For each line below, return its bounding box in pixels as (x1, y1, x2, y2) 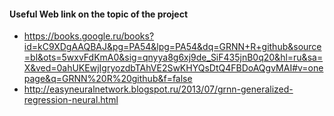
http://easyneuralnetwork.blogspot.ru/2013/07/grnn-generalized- (23, 83, 294, 95)
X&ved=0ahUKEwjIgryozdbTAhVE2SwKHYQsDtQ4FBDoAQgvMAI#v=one (23, 62, 324, 74)
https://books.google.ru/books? (23, 30, 155, 42)
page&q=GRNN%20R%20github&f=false (23, 73, 193, 85)
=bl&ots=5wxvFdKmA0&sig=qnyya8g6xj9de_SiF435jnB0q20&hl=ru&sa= (23, 51, 324, 64)
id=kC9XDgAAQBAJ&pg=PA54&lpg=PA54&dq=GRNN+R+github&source (23, 41, 322, 53)
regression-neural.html (23, 94, 119, 106)
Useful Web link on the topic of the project (9, 8, 189, 20)
